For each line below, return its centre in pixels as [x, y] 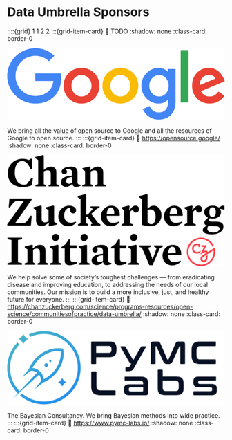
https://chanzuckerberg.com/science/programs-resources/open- [100, 306]
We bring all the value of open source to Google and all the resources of [109, 131]
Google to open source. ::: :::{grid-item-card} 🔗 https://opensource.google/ [114, 138]
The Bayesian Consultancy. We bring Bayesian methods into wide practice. [114, 416]
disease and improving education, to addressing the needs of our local [108, 284]
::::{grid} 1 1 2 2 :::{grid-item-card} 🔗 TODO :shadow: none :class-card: [107, 31]
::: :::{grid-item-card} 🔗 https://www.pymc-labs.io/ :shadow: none [100, 423]
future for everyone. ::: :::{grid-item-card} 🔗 [69, 299]
